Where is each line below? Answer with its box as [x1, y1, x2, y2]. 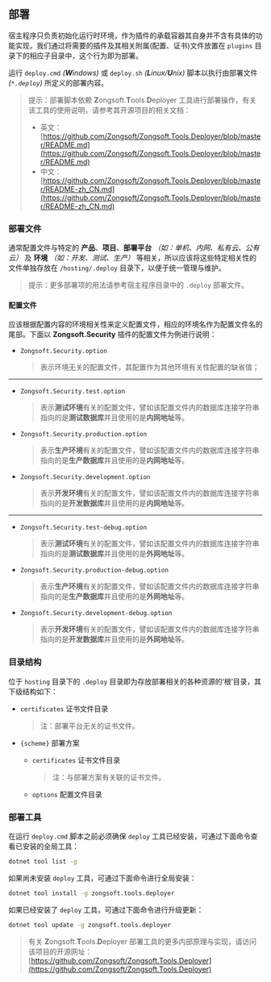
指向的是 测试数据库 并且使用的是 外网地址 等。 [40, 549, 190, 559]
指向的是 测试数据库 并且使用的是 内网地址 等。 [40, 413, 190, 422]
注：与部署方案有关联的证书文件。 [52, 772, 166, 782]
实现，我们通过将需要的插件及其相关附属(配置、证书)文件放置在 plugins [15, 40, 253, 50]
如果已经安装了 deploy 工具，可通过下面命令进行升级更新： [8, 905, 204, 914]
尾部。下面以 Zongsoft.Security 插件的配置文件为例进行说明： [8, 330, 217, 339]
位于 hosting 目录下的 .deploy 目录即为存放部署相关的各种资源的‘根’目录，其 [8, 676, 262, 686]
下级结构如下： [8, 686, 58, 696]
